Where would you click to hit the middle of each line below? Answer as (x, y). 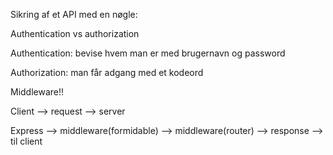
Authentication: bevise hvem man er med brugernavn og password (148, 53)
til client (26, 141)
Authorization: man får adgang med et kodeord (107, 72)
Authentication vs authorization (75, 33)
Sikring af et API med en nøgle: (74, 14)
